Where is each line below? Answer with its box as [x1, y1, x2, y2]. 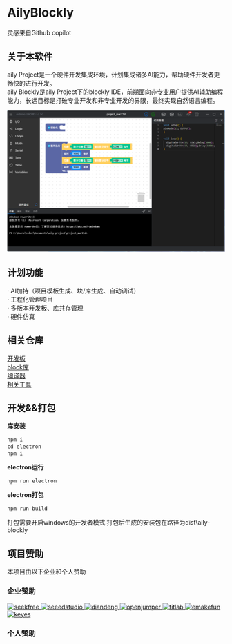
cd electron [7, 443, 41, 450]
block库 [7, 362, 30, 371]
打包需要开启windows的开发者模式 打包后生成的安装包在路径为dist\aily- [7, 518, 211, 527]
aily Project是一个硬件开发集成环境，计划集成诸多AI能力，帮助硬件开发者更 [7, 70, 220, 79]
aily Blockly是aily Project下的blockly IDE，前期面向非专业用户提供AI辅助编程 [7, 88, 224, 96]
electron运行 [7, 463, 44, 471]
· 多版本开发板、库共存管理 [7, 304, 84, 312]
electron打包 [7, 491, 44, 499]
